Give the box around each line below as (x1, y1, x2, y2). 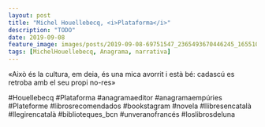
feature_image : (8, 41, 58, 49)
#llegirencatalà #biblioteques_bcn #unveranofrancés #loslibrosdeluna (8, 110, 235, 118)
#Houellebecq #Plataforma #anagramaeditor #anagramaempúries (8, 93, 222, 102)
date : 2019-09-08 (8, 33, 65, 42)
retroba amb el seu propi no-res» (8, 78, 116, 87)
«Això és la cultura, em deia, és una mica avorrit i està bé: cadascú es (8, 70, 235, 78)
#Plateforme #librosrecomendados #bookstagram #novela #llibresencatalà (8, 101, 252, 111)
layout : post (8, 11, 51, 20)
